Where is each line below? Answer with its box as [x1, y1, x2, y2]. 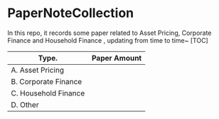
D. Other [11, 100, 39, 110]
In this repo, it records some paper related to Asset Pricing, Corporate [7, 29, 212, 37]
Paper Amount [91, 53, 142, 63]
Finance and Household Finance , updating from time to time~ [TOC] [7, 36, 208, 44]
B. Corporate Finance [11, 76, 82, 86]
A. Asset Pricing [11, 65, 64, 75]
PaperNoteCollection [7, 5, 134, 21]
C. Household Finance [11, 88, 85, 98]
